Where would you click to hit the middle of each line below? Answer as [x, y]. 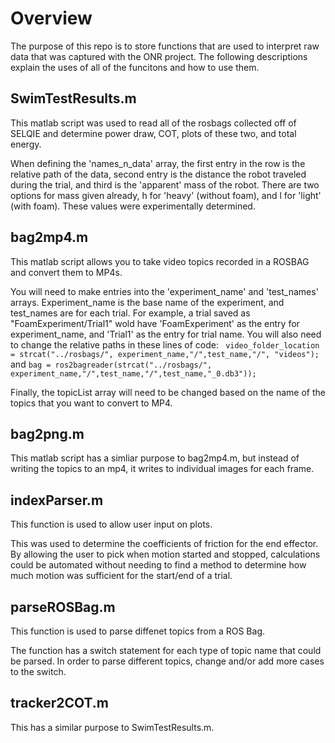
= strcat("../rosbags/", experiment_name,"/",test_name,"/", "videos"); [165, 354]
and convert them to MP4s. [66, 272]
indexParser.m [57, 500]
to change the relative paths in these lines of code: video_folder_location [165, 344]
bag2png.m [47, 433]
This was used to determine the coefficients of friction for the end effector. [164, 544]
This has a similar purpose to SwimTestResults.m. [112, 727]
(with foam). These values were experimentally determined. [133, 206]
